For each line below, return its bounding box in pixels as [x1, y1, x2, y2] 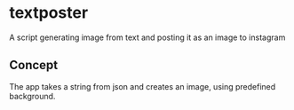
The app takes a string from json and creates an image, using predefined [9, 81, 276, 91]
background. [9, 90, 56, 101]
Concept [9, 58, 59, 73]
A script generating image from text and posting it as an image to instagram [9, 32, 286, 43]
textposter [9, 3, 89, 23]
